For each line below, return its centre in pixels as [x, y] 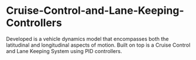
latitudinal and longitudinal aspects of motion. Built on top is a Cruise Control [98, 45]
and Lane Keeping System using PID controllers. [64, 51]
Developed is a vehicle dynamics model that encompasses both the [87, 39]
